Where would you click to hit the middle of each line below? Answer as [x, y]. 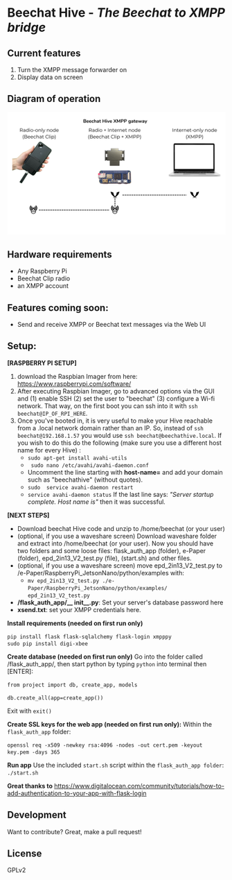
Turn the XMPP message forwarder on [72, 70]
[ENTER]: [20, 671]
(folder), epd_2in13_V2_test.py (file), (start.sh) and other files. [104, 558]
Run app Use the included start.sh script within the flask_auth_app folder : [116, 765]
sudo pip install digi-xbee [48, 643]
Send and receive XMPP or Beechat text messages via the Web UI [111, 324]
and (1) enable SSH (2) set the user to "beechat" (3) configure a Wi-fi [116, 398]
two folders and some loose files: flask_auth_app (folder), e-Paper [111, 550]
